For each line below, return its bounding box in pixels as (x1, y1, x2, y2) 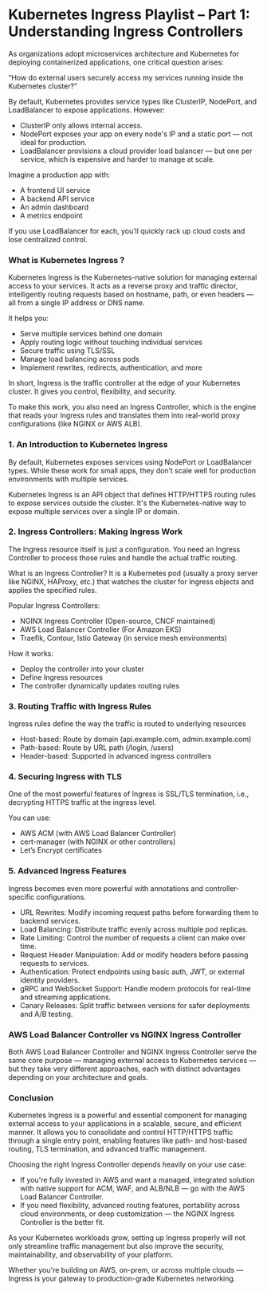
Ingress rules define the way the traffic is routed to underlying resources (8, 719, 246, 728)
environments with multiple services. (8, 474, 129, 484)
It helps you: (8, 313, 49, 324)
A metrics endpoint (19, 210, 83, 220)
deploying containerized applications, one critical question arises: (8, 57, 225, 67)
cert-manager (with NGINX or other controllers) (19, 837, 176, 846)
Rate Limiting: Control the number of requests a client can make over (19, 932, 246, 942)
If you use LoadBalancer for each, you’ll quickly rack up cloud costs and (8, 226, 245, 236)
